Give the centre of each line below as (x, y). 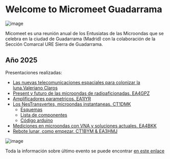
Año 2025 (21, 60)
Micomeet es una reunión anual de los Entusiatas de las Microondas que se (85, 33)
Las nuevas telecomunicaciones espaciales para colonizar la (76, 82)
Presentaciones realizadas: (34, 72)
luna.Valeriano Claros (35, 88)
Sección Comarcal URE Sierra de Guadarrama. (54, 44)
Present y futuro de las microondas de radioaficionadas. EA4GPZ (81, 93)
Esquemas (31, 109)
